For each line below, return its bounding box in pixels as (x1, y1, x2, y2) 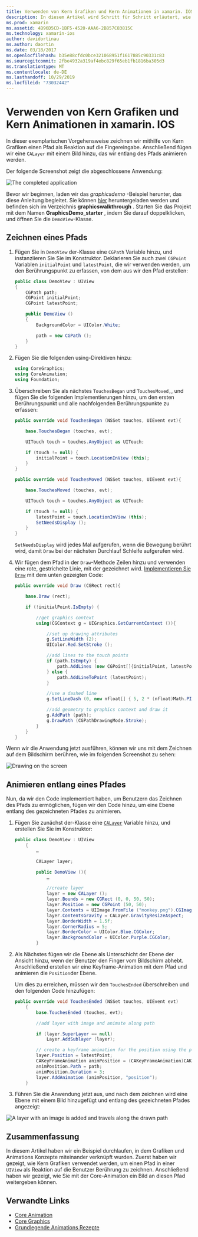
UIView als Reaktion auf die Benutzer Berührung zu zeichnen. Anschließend (6, 1166, 189, 1173)
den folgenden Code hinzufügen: (14, 987, 95, 995)
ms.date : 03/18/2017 (6, 47, 57, 53)
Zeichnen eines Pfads (6, 232, 88, 242)
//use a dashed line (46, 691, 97, 697)
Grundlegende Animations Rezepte (14, 1224, 100, 1231)
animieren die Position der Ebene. (14, 970, 97, 977)
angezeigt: (14, 1103, 41, 1110)
